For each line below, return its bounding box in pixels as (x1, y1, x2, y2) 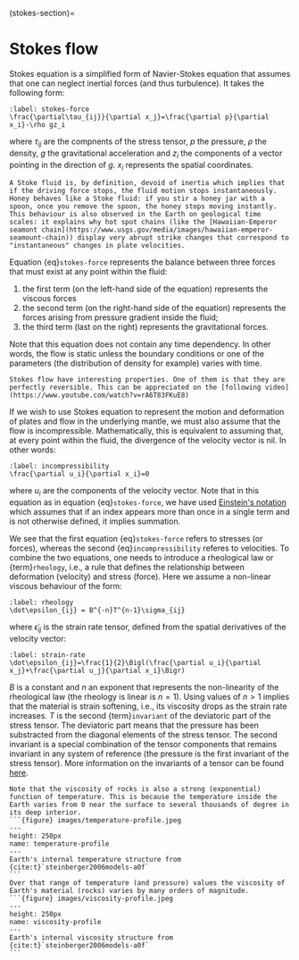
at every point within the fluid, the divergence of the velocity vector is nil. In (9, 435, 287, 446)
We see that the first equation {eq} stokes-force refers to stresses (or (9, 534, 263, 544)
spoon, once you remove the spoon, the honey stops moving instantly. (9, 202, 278, 211)
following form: (9, 87, 65, 97)
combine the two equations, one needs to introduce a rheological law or (9, 552, 274, 563)
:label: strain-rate (9, 650, 87, 660)
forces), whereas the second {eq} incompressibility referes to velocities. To (9, 543, 290, 553)
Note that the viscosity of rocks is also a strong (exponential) (9, 784, 262, 794)
